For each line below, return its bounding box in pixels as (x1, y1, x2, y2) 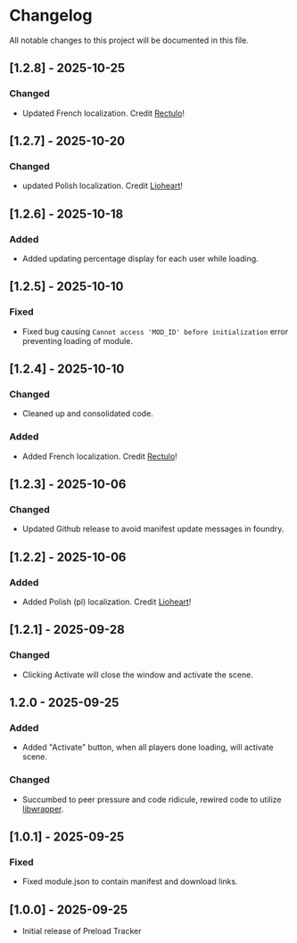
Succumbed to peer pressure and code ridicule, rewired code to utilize (21, 794, 283, 805)
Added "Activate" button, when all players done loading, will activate (21, 742, 274, 753)
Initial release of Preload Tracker (21, 926, 142, 937)
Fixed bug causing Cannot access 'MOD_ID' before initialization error (21, 326, 288, 337)
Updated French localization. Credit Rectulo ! (21, 108, 186, 119)
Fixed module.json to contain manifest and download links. (21, 876, 238, 887)
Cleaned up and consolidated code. (21, 408, 153, 419)
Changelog (9, 5, 93, 26)
